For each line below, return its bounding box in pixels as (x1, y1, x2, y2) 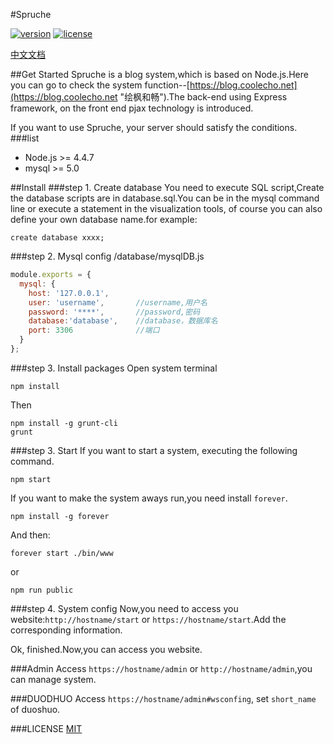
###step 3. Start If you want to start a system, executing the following (10, 444, 298, 456)
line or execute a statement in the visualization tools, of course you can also (10, 203, 323, 214)
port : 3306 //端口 (28, 325, 160, 336)
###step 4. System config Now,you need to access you (10, 602, 239, 614)
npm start (10, 474, 52, 484)
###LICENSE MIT (10, 722, 83, 734)
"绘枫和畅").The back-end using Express (119, 91, 288, 103)
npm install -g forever (10, 511, 110, 521)
